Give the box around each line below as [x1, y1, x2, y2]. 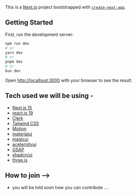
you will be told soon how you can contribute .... [12, 184, 109, 190]
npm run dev [5, 41, 29, 46]
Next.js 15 [12, 104, 32, 110]
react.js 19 [12, 110, 33, 116]
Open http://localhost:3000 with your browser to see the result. [5, 77, 133, 83]
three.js [12, 157, 28, 163]
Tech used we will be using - [5, 92, 94, 100]
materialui [12, 130, 33, 137]
